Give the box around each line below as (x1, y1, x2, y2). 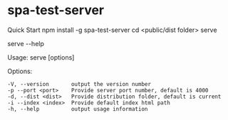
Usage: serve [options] (7, 53, 75, 62)
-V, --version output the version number (7, 80, 152, 87)
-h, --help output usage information (7, 105, 148, 112)
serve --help (7, 39, 45, 48)
